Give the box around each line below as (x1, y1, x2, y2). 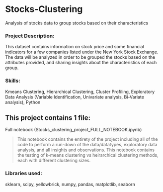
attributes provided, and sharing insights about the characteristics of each (5, 60, 157, 66)
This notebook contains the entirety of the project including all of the (17, 136, 158, 142)
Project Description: (5, 32, 55, 39)
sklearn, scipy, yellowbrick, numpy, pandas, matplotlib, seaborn (5, 181, 136, 187)
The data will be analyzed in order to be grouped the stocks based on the (5, 54, 156, 60)
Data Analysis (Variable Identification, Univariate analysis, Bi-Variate (5, 94, 144, 100)
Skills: (5, 77, 21, 84)
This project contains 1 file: (5, 113, 91, 122)
